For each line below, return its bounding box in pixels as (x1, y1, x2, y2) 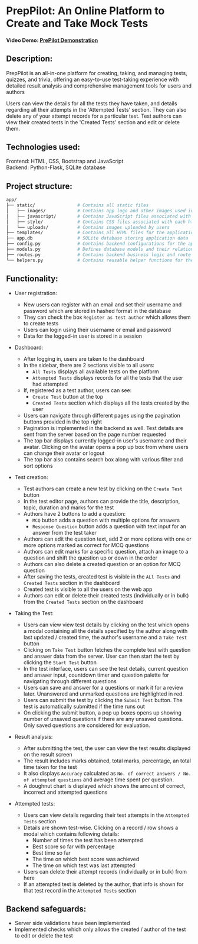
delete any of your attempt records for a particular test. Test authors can (6, 112, 182, 119)
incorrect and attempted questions (23, 788, 108, 796)
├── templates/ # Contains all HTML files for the (6, 229, 165, 236)
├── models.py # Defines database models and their (6, 247, 170, 253)
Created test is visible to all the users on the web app (23, 586, 153, 593)
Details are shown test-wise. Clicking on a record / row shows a (23, 824, 179, 831)
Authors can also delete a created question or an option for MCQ (23, 560, 181, 567)
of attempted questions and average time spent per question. (23, 776, 174, 783)
